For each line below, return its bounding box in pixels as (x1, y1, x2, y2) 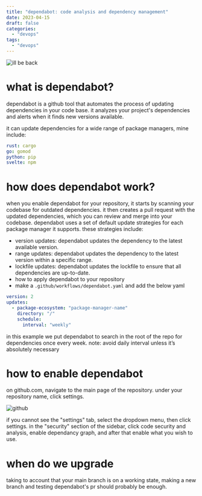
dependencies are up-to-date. (14, 269, 90, 276)
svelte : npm (6, 159, 36, 166)
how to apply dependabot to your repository (14, 276, 125, 283)
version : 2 (6, 294, 34, 300)
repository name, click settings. (6, 393, 84, 400)
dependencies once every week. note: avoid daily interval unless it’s (6, 339, 175, 346)
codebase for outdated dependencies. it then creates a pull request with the (6, 206, 195, 214)
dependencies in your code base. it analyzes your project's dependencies (6, 106, 190, 113)
